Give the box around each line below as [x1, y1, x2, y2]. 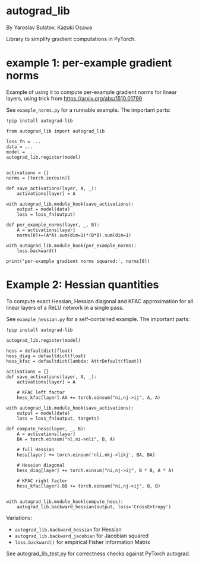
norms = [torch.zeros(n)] [6, 175, 70, 181]
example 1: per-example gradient [6, 56, 172, 70]
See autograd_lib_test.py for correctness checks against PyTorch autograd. [6, 550, 191, 557]
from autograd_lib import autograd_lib [6, 128, 105, 134]
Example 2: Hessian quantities [6, 278, 159, 292]
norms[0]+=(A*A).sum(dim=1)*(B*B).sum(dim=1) [17, 232, 132, 238]
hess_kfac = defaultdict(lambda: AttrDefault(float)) [6, 358, 143, 364]
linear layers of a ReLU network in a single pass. [6, 304, 124, 311]
